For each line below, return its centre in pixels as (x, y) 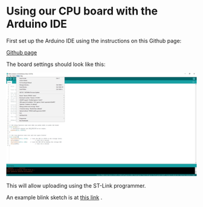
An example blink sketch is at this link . (54, 197)
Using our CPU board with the (82, 11)
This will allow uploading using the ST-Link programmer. (76, 185)
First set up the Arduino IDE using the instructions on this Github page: (94, 41)
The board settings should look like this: (56, 64)
